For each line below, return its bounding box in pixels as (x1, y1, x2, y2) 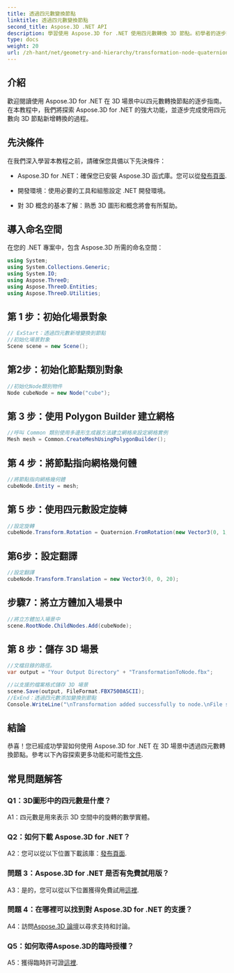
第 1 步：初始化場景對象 (7, 310, 107, 322)
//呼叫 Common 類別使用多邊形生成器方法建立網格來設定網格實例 (7, 429, 169, 437)
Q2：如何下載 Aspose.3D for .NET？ (7, 832, 131, 842)
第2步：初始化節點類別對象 (7, 364, 123, 376)
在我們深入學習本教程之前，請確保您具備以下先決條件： (7, 157, 166, 165)
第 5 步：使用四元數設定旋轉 (7, 504, 127, 516)
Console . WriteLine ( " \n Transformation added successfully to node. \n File (7, 700, 223, 708)
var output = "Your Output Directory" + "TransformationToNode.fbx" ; (7, 669, 214, 676)
